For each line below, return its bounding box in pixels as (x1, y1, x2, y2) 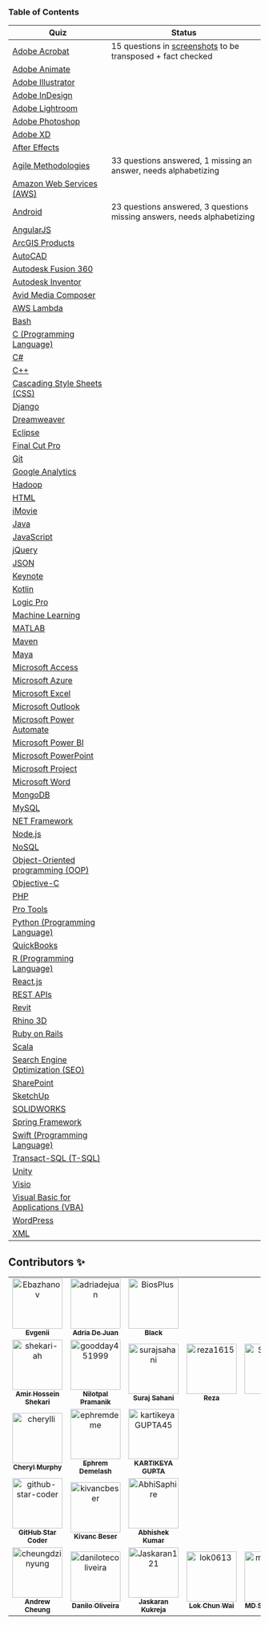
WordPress (12, 1215, 54, 1226)
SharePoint (12, 1077, 54, 1089)
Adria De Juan (72, 1328, 118, 1338)
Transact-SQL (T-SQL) (12, 1153, 101, 1164)
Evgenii (25, 1328, 50, 1338)
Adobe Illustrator (12, 77, 75, 88)
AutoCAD (12, 250, 48, 262)
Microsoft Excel (12, 688, 71, 699)
